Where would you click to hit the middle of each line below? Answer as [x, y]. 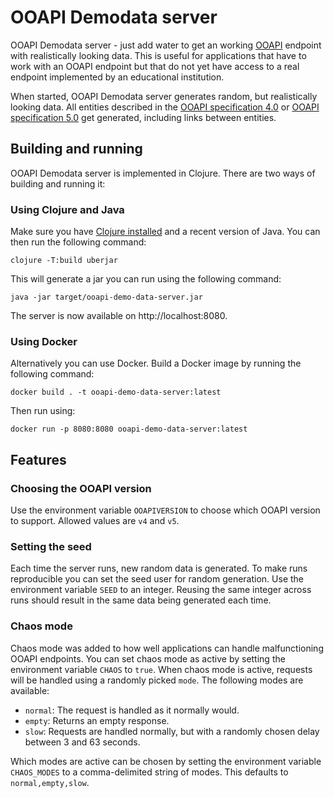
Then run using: [43, 411]
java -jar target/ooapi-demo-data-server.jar [106, 297]
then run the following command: [78, 242]
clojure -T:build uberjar [64, 261]
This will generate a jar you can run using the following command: [146, 279]
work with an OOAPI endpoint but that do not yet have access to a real [155, 66]
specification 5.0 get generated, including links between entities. [143, 117]
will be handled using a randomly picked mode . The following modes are [157, 680]
